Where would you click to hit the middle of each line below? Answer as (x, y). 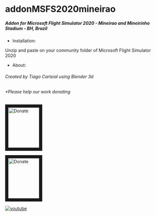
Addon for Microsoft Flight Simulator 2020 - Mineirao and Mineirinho (78, 23)
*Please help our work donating (38, 92)
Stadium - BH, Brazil (26, 28)
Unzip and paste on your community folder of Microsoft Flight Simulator (78, 50)
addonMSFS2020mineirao (60, 9)
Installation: (24, 41)
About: (19, 65)
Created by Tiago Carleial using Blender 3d (49, 76)
